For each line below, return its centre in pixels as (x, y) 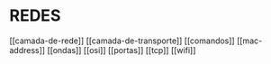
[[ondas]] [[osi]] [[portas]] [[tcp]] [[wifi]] (122, 50)
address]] (27, 50)
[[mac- (250, 41)
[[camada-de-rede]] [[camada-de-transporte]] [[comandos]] (122, 41)
